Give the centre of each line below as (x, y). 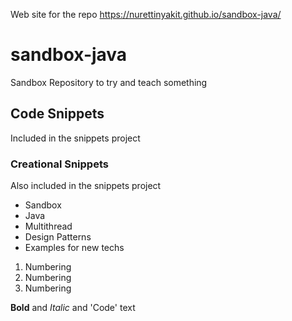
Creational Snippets (59, 164)
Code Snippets (57, 114)
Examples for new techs (74, 248)
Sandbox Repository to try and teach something (109, 82)
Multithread (48, 226)
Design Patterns (58, 237)
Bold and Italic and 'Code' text (73, 308)
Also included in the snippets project (86, 186)
